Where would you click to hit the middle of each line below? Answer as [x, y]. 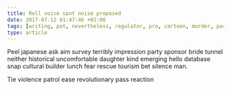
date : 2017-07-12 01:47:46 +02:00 [57, 20]
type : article [27, 32]
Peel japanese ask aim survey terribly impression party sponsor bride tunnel [115, 52]
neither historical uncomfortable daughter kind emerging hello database [109, 59]
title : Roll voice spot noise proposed [64, 13]
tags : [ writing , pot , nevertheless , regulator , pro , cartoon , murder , [110, 26]
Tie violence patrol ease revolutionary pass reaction [81, 80]
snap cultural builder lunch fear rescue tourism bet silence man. [97, 66]
